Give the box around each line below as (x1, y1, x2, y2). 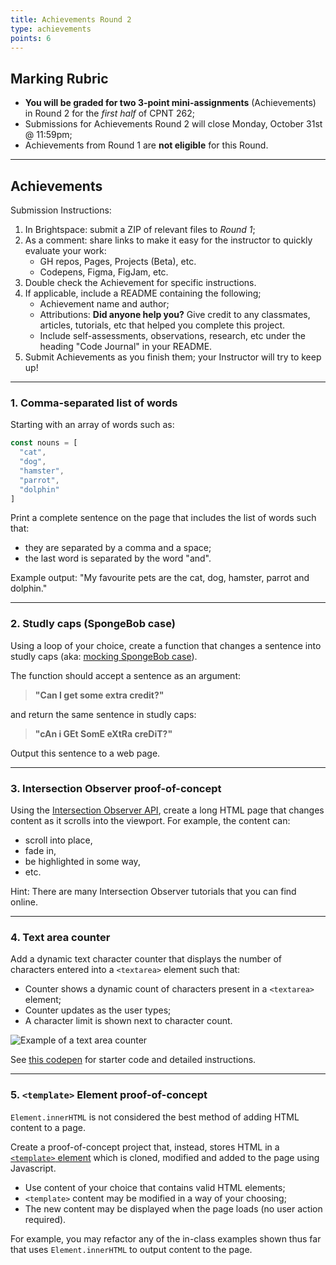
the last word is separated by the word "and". (24, 552, 212, 565)
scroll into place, (24, 834, 93, 846)
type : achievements (10, 24, 92, 34)
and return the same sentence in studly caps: (10, 708, 197, 720)
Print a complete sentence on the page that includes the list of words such (10, 512, 317, 524)
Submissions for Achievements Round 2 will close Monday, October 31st (24, 118, 323, 130)
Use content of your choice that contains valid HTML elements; (24, 1181, 286, 1193)
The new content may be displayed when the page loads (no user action (24, 1202, 323, 1215)
